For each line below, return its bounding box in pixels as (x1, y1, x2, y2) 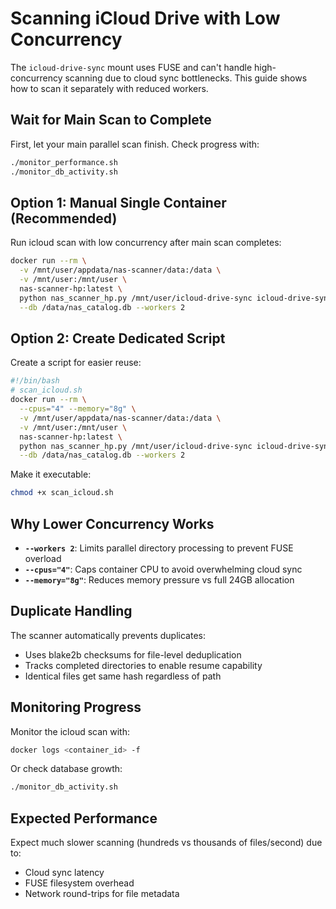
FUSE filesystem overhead (24, 877, 135, 889)
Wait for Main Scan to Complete (10, 112, 212, 129)
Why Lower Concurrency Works (10, 515, 215, 532)
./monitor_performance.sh (10, 157, 118, 167)
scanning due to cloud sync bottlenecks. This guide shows (64, 72, 308, 84)
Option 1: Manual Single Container (10, 194, 227, 211)
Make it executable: (10, 468, 92, 481)
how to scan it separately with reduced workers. (10, 82, 209, 94)
